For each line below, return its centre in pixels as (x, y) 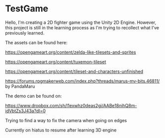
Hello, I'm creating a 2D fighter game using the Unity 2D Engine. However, (81, 22)
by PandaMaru (20, 86)
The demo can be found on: (33, 96)
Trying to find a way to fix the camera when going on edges (66, 120)
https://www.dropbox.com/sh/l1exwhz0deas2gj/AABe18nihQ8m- (71, 105)
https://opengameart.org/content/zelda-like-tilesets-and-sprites (71, 52)
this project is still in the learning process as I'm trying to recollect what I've (82, 27)
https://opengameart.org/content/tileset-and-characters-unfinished (74, 71)
